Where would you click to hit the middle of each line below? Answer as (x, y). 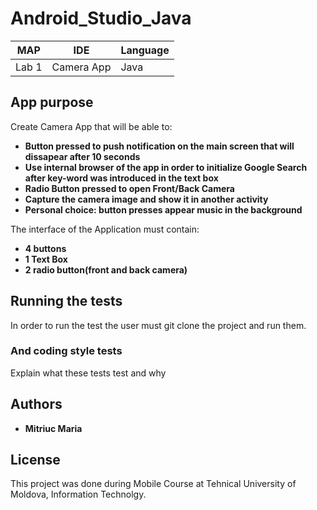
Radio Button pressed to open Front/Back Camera (129, 188)
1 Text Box (46, 259)
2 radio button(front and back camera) (106, 269)
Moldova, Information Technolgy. (78, 494)
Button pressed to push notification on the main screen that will (159, 146)
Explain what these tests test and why (88, 373)
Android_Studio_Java (101, 18)
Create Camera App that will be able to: (91, 126)
